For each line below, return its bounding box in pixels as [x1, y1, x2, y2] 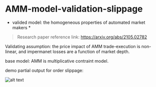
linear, [5, 49, 18, 54]
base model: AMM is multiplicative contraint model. [5, 58, 109, 64]
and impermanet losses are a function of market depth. [18, 49, 130, 54]
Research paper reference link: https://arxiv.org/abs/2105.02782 [17, 34, 147, 40]
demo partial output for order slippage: [5, 67, 84, 73]
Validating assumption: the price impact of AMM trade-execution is [5, 43, 141, 49]
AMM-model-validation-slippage [5, 3, 143, 15]
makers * [12, 24, 31, 30]
